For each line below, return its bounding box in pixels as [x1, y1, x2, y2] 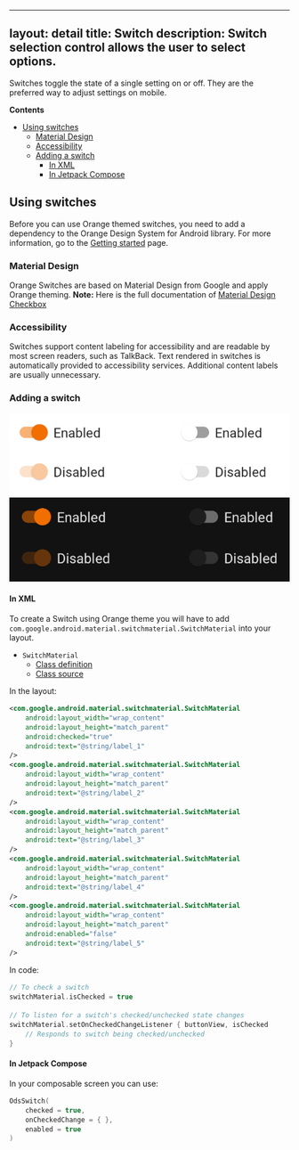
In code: [9, 964, 40, 975]
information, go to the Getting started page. [9, 237, 169, 248]
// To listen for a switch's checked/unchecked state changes [9, 1011, 245, 1020]
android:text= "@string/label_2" [25, 788, 145, 797]
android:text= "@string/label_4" [25, 883, 145, 892]
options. [9, 54, 57, 69]
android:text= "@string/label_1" [25, 741, 145, 751]
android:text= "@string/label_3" [25, 836, 145, 844]
